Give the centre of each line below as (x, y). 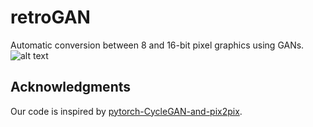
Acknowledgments (71, 87)
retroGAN (50, 17)
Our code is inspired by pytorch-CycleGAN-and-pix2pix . (126, 111)
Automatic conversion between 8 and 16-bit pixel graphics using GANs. (157, 45)
